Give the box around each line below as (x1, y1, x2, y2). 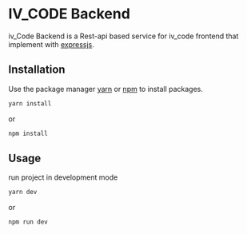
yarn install (8, 99, 52, 108)
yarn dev (8, 188, 38, 196)
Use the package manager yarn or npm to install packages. (8, 84, 204, 93)
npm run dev (8, 218, 48, 226)
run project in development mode (8, 173, 118, 182)
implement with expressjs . (8, 39, 94, 49)
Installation (8, 63, 66, 77)
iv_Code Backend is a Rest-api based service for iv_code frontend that (8, 31, 239, 41)
